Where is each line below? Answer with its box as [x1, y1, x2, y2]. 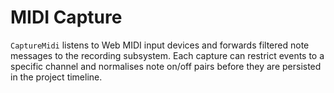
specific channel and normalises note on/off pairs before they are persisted [10, 60, 322, 72]
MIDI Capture [10, 6, 123, 29]
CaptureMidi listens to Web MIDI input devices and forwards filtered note [10, 39, 310, 51]
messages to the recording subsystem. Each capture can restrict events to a [10, 49, 325, 61]
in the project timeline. [10, 71, 103, 83]
